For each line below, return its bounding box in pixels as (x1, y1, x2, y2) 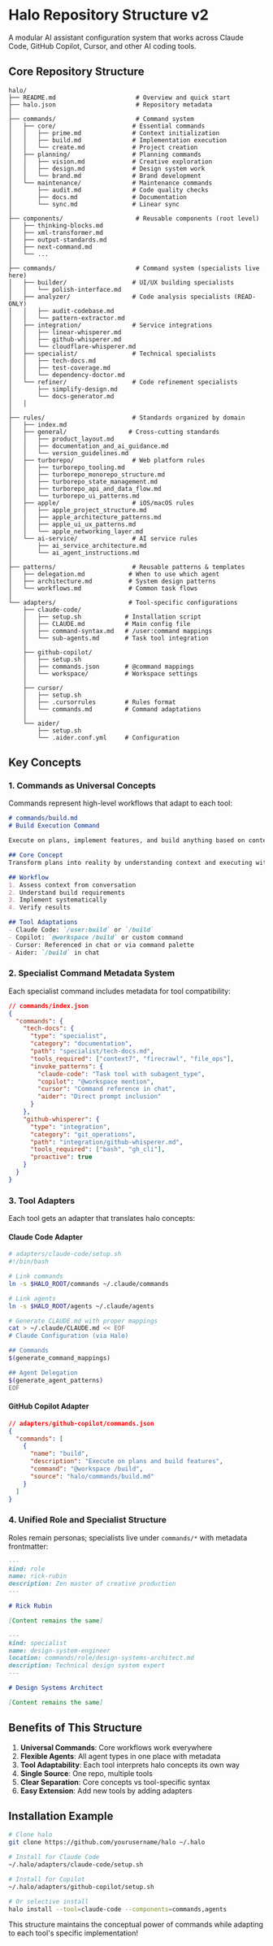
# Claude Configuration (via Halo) (8, 1331, 129, 1340)
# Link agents (8, 1294, 57, 1302)
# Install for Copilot (8, 1875, 85, 1883)
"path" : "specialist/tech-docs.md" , (29, 1047, 154, 1056)
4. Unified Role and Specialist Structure (8, 1514, 167, 1526)
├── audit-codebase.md (37, 306, 115, 315)
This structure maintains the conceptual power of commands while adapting (8, 1920, 264, 1930)
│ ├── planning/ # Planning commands (8, 150, 201, 159)
